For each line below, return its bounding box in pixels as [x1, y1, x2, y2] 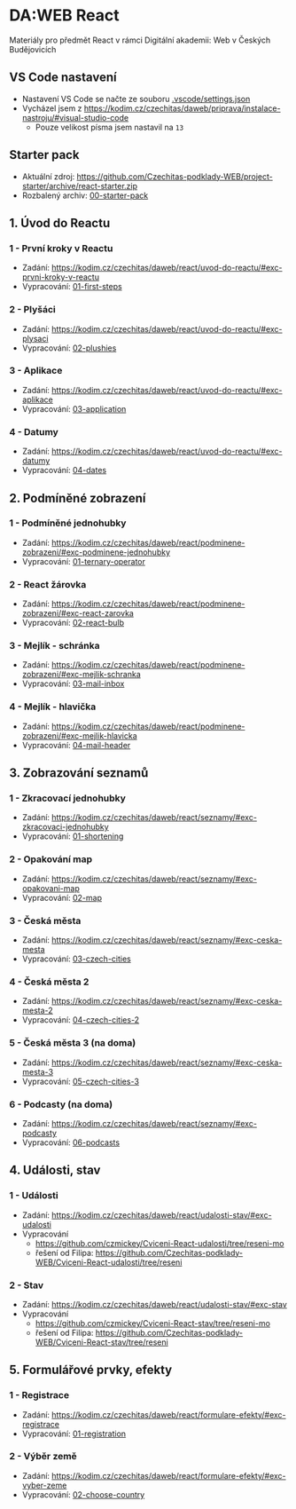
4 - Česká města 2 [9, 976, 90, 988]
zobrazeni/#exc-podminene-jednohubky [21, 547, 171, 557]
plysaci [21, 333, 49, 344]
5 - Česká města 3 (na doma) [9, 1037, 136, 1049]
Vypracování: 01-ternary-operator [21, 556, 146, 566]
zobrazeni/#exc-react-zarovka [21, 608, 135, 619]
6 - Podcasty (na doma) [9, 1098, 113, 1110]
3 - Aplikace [9, 365, 63, 377]
